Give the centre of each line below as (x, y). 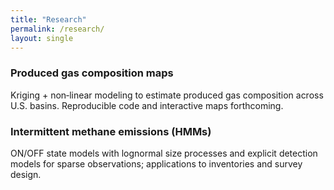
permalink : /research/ (57, 29)
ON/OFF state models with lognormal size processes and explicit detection (164, 153)
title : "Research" (48, 19)
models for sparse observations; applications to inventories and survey (156, 163)
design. (26, 174)
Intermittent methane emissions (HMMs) (111, 131)
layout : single (42, 38)
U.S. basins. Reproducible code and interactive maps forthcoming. (147, 105)
